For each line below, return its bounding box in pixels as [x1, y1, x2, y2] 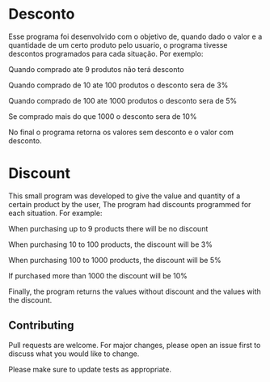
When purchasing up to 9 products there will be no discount [8, 223, 209, 233]
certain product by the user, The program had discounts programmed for [8, 199, 251, 209]
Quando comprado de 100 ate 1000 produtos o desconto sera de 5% [8, 95, 238, 105]
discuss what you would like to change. [8, 349, 140, 359]
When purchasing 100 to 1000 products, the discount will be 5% [8, 255, 221, 265]
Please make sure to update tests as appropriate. [8, 364, 172, 374]
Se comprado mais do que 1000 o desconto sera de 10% [8, 111, 197, 121]
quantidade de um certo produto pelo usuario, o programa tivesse [8, 40, 228, 49]
